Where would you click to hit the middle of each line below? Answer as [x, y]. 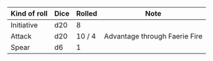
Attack [21, 36]
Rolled [87, 13]
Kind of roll [29, 13]
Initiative [24, 25]
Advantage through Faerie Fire [153, 36]
